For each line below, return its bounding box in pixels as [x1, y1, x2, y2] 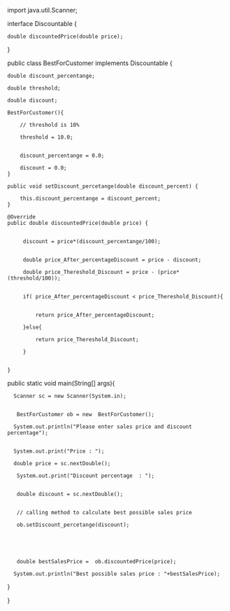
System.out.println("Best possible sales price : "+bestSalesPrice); [13, 570, 220, 577]
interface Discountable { [7, 20, 78, 27]
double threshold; [7, 85, 61, 92]
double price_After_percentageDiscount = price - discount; [22, 256, 201, 263]
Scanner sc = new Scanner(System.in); [13, 392, 127, 399]
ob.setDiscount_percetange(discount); [16, 521, 130, 528]
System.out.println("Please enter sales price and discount [13, 423, 192, 430]
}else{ [22, 324, 42, 331]
